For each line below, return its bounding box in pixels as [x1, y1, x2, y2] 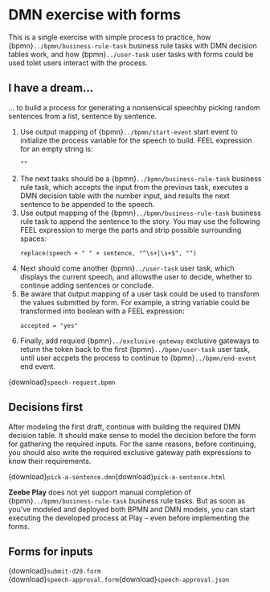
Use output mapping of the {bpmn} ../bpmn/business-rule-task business [19, 208, 261, 217]
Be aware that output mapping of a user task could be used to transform [19, 288, 260, 299]
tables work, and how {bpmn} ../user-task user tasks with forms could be [8, 49, 254, 59]
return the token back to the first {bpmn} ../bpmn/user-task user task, [19, 344, 251, 354]
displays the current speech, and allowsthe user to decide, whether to [19, 271, 252, 281]
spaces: [19, 234, 47, 243]
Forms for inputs [8, 544, 93, 558]
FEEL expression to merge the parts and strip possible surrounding [19, 225, 242, 234]
